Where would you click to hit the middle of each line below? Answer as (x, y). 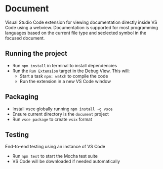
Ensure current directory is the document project (61, 114)
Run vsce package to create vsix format (52, 119)
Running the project (36, 54)
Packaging (22, 97)
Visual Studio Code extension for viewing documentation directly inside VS (81, 22)
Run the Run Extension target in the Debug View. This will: (71, 71)
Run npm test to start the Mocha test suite (55, 156)
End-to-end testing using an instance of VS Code (55, 147)
